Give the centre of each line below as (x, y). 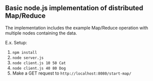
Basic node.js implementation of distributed (74, 8)
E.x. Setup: (16, 42)
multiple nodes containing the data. (41, 33)
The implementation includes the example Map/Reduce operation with (77, 28)
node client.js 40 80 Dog (39, 68)
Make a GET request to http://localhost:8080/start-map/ (72, 73)
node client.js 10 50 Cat (39, 63)
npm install (25, 52)
